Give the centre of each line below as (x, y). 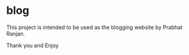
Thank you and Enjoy (32, 45)
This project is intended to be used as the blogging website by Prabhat (94, 27)
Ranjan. (16, 33)
